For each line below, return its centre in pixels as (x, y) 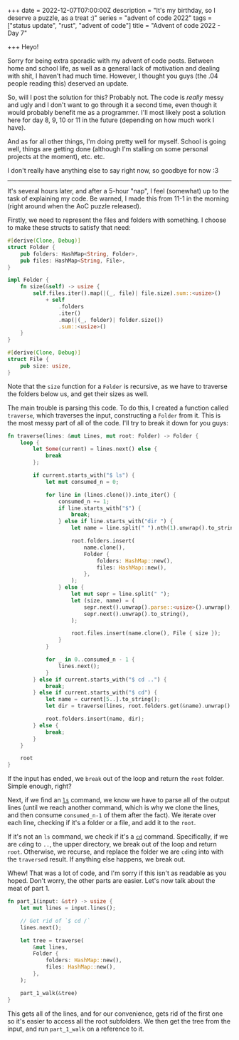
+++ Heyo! (23, 47)
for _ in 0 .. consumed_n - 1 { (90, 660)
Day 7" (17, 33)
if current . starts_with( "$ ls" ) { (84, 475)
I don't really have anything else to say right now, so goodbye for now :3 (113, 170)
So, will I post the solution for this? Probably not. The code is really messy (116, 97)
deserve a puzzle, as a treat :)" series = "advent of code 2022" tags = (110, 18)
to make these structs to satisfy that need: (69, 227)
